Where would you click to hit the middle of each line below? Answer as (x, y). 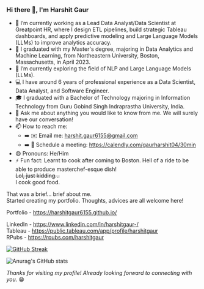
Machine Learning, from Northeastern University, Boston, (87, 56)
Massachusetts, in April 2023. (53, 62)
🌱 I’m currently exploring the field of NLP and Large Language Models (103, 69)
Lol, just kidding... (37, 176)
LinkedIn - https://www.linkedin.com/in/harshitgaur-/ (73, 224)
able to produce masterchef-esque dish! (66, 169)
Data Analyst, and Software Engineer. (62, 91)
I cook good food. (37, 182)
